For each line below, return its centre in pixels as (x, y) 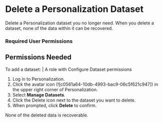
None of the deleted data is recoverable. (47, 115)
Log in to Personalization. (38, 79)
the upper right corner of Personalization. (55, 89)
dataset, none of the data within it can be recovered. (59, 28)
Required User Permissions (39, 41)
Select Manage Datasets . (39, 95)
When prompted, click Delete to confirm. (54, 105)
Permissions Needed (38, 58)
